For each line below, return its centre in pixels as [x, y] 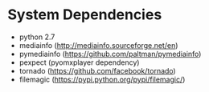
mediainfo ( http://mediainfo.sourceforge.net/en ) [98, 45]
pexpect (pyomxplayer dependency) [79, 62]
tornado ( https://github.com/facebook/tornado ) [97, 70]
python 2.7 [37, 37]
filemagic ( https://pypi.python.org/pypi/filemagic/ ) [102, 79]
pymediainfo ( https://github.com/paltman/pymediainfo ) [110, 54]
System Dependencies [85, 15]
